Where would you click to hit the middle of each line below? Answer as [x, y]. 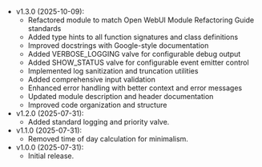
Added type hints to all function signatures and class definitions [133, 37]
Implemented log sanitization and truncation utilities [113, 71]
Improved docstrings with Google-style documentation [118, 46]
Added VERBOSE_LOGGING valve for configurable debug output [134, 54]
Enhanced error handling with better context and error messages [135, 88]
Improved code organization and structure [97, 105]
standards [44, 28]
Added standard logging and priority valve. [99, 122]
